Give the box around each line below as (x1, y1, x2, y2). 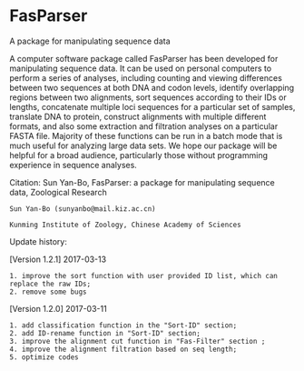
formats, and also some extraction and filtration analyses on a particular (9, 120, 279, 132)
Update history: (9, 236, 68, 246)
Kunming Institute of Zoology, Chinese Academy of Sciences (9, 220, 242, 229)
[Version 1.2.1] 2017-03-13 (9, 254, 107, 265)
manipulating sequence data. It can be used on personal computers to (9, 63, 272, 74)
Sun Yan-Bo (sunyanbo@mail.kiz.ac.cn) (9, 204, 156, 214)
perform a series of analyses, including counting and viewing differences (9, 72, 283, 83)
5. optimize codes (9, 352, 79, 362)
